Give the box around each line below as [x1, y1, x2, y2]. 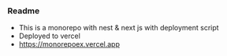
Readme [7, 5, 40, 16]
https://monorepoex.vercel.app [18, 40, 120, 49]
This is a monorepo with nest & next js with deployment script [18, 23, 219, 33]
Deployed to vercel [18, 31, 80, 40]
